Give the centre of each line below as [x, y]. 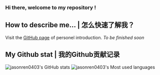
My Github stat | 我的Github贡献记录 [63, 55]
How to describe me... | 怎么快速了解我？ [70, 25]
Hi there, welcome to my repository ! [51, 8]
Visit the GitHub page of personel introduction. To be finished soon [75, 37]
